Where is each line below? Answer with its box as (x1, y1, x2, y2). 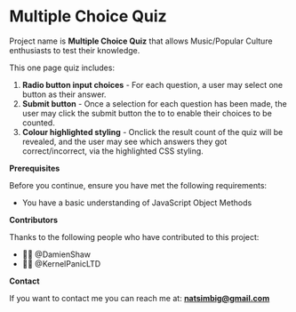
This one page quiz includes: (9, 62, 116, 73)
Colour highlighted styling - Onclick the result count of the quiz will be (21, 126, 284, 137)
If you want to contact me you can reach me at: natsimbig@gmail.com (9, 292, 270, 303)
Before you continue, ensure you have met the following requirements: (9, 180, 268, 190)
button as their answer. (21, 89, 107, 100)
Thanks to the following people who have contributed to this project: (9, 231, 260, 242)
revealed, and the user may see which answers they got (21, 136, 228, 147)
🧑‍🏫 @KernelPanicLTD (21, 258, 101, 268)
